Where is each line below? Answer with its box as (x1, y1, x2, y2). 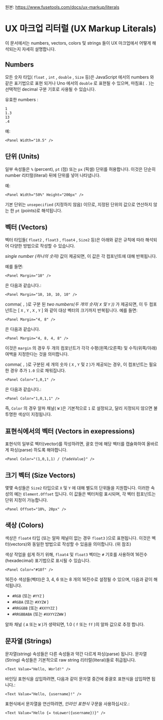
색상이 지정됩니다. (18, 412, 52, 417)
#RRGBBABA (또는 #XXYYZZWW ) (12, 611, 67, 617)
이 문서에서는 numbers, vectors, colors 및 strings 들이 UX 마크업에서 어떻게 (5, 40, 151, 46)
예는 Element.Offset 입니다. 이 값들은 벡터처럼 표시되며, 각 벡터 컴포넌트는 (14, 491, 156, 497)
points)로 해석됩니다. (22, 207, 62, 213)
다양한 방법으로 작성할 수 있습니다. (10, 243, 75, 249)
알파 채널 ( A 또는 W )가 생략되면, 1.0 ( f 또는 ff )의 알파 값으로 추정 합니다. (5, 621, 145, 627)
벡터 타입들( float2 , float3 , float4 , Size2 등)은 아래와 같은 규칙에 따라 (5, 237, 145, 243)
